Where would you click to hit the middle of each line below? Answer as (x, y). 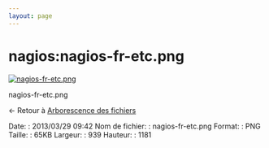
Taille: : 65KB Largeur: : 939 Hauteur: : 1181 (80, 134)
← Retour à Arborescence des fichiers (72, 110)
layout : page (30, 16)
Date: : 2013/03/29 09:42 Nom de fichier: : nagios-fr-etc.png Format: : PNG (135, 126)
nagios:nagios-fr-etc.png (96, 56)
